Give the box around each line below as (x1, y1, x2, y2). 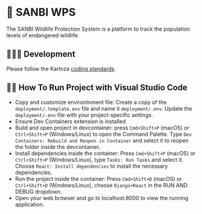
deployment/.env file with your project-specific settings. (14, 111, 154, 118)
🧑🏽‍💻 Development (6, 49, 75, 60)
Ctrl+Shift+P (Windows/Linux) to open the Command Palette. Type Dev (14, 130, 192, 138)
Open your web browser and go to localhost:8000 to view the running (14, 194, 189, 201)
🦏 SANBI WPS (6, 5, 76, 19)
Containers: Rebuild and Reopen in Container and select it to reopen (14, 136, 189, 144)
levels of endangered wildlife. (6, 31, 80, 38)
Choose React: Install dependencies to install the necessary (14, 162, 168, 170)
